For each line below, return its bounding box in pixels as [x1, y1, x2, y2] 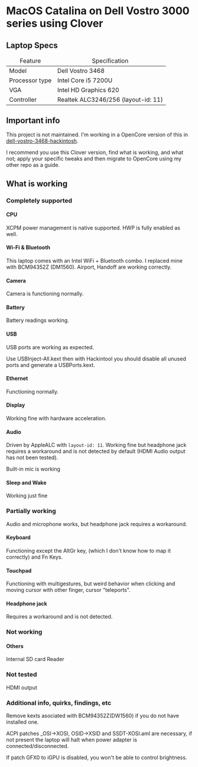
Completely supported [6, 196, 73, 205]
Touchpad [6, 567, 32, 574]
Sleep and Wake [6, 479, 47, 486]
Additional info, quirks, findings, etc [6, 698, 112, 707]
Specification [92, 57, 129, 65]
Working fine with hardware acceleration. [6, 415, 107, 422]
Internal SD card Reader [6, 656, 65, 663]
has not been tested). [6, 454, 59, 461]
